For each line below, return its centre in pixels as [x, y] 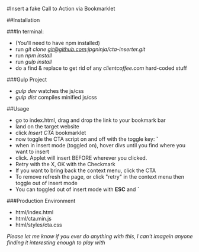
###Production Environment [41, 201]
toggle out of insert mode [46, 183]
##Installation [23, 20]
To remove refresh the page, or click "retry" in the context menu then [100, 177]
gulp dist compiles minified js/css [56, 97]
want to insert [32, 151]
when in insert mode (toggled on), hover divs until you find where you [100, 145]
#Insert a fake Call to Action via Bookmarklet [61, 9]
